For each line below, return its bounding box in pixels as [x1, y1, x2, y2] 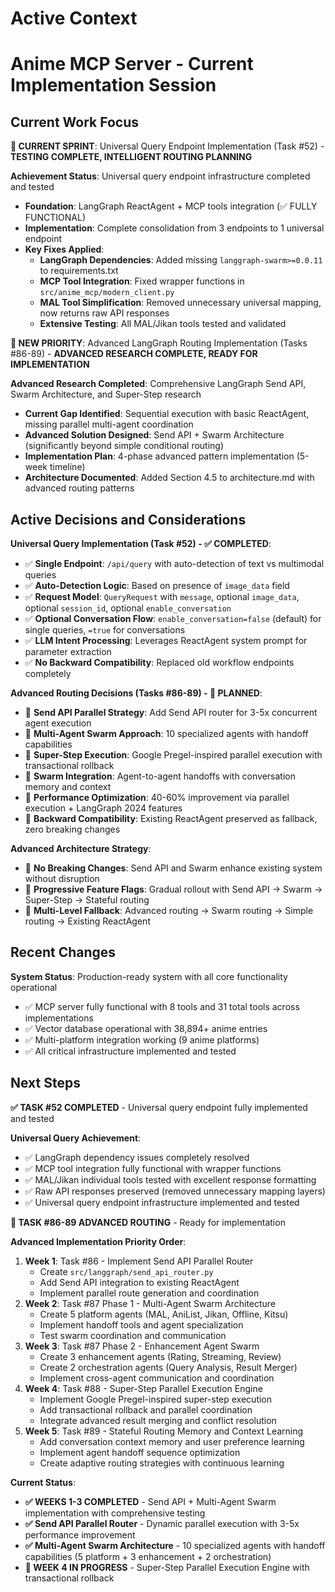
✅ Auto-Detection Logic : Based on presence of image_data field [24, 580, 290, 591]
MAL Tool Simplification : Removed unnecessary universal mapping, [39, 297, 322, 309]
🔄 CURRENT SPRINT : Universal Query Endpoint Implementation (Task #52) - [10, 140, 325, 152]
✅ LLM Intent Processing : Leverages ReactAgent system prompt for [24, 635, 308, 646]
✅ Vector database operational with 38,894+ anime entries [24, 1022, 268, 1034]
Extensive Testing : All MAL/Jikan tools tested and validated [39, 318, 287, 330]
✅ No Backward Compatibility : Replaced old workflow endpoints [24, 657, 295, 668]
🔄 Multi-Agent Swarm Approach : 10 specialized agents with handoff [24, 728, 309, 739]
